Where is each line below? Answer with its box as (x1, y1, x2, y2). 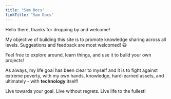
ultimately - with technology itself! (5, 78, 79, 84)
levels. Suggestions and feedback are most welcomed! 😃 (5, 42, 127, 48)
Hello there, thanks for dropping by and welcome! (5, 26, 110, 32)
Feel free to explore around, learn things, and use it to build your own (5, 52, 151, 58)
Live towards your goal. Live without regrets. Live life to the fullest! (5, 88, 146, 94)
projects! (5, 57, 24, 63)
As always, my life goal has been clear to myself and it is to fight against (5, 67, 158, 73)
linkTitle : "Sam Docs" (5, 12, 54, 17)
